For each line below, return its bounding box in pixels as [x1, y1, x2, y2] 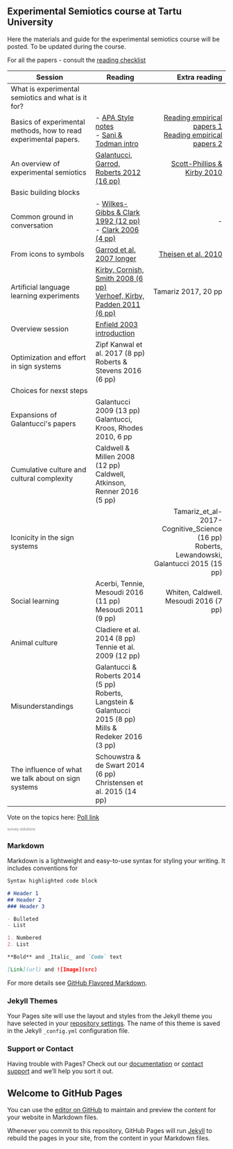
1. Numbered [7, 935, 42, 942]
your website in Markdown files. [7, 1113, 98, 1122]
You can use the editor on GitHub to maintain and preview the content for [7, 1106, 216, 1114]
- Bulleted [7, 915, 39, 922]
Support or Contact [7, 1044, 74, 1054]
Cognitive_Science [162, 524, 223, 533]
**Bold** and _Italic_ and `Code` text [7, 954, 123, 961]
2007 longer [95, 253, 137, 263]
